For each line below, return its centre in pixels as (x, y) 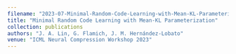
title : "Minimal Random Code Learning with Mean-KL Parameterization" (113, 20)
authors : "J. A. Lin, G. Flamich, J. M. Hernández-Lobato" (96, 33)
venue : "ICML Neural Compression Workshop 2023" (80, 40)
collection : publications (45, 27)
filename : (22, 14)
